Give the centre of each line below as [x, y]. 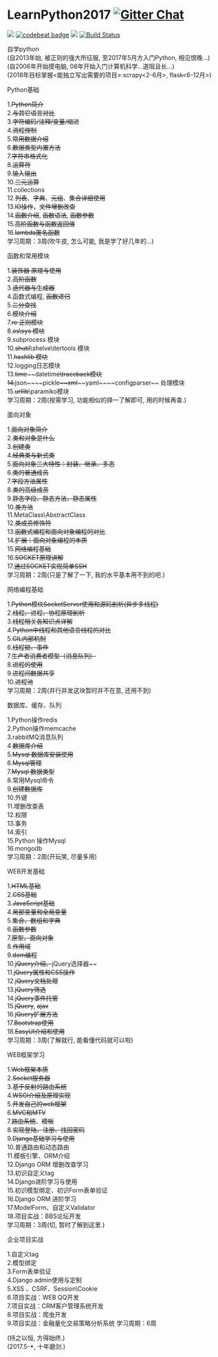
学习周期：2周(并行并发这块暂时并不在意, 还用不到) [79, 690]
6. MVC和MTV [26, 1113]
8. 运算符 [19, 164]
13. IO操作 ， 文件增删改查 [41, 206]
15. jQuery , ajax [28, 1005]
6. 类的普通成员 [28, 472]
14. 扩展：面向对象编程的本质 [47, 540]
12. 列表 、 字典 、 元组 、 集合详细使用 [56, 198]
